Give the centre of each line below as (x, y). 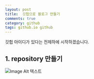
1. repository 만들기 (34, 59)
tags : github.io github (29, 28)
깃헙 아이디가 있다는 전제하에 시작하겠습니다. (47, 42)
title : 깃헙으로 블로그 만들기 (32, 14)
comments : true (20, 18)
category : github (23, 23)
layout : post (18, 9)
